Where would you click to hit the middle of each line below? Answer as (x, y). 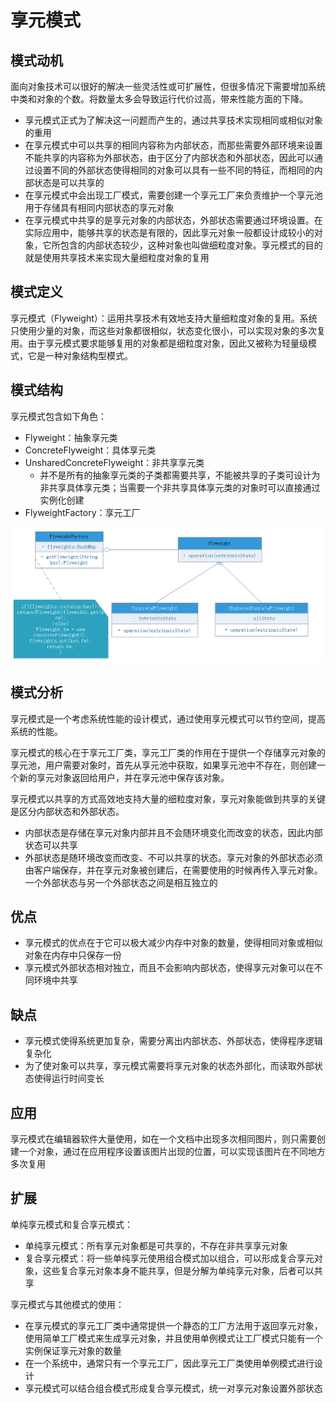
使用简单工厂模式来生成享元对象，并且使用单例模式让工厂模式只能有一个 (173, 1338)
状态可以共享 (51, 845)
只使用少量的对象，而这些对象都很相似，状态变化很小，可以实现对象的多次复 (168, 330)
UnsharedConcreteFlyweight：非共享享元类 (114, 462)
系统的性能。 (36, 731)
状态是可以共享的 (69, 182)
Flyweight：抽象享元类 (71, 437)
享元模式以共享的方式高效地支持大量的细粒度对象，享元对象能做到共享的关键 (168, 798)
